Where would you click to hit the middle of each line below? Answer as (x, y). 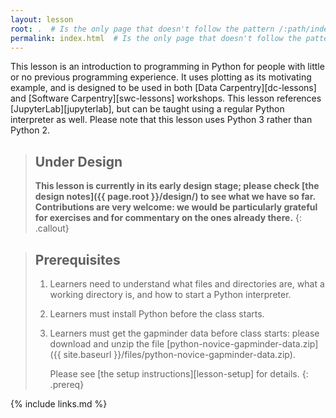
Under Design (78, 161)
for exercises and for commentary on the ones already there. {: (168, 218)
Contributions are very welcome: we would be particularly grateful (176, 207)
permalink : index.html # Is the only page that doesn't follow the (156, 38)
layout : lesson (42, 19)
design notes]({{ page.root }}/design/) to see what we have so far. (175, 197)
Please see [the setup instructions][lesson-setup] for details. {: (179, 374)
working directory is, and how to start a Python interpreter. (170, 294)
